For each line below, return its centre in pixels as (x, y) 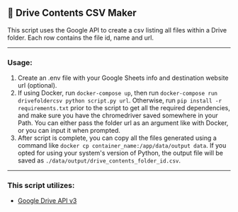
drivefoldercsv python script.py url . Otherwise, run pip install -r (119, 100)
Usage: (20, 62)
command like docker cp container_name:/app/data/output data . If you (122, 146)
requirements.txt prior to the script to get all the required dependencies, (124, 108)
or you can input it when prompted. (69, 131)
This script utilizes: (41, 186)
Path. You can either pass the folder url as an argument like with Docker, (123, 123)
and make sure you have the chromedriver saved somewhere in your (118, 116)
